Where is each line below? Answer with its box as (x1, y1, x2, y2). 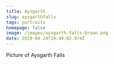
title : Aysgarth (6, 8, 46, 15)
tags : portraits (6, 19, 46, 25)
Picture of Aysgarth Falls (6, 52, 65, 58)
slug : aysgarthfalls (6, 14, 57, 20)
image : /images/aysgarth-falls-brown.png (6, 30, 109, 36)
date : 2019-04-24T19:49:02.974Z (6, 35, 85, 41)
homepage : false (6, 24, 46, 31)
